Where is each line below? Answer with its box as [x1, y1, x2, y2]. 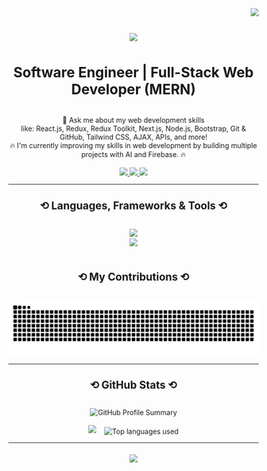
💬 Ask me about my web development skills [62, 116, 205, 125]
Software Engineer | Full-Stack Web [13, 64, 254, 82]
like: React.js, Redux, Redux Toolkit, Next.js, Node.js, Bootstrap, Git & [21, 124, 246, 134]
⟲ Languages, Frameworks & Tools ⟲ [39, 198, 228, 212]
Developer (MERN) [71, 80, 196, 99]
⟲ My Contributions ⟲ [78, 270, 189, 284]
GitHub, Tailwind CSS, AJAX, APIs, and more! [59, 132, 208, 142]
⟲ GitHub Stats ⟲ [90, 378, 177, 391]
